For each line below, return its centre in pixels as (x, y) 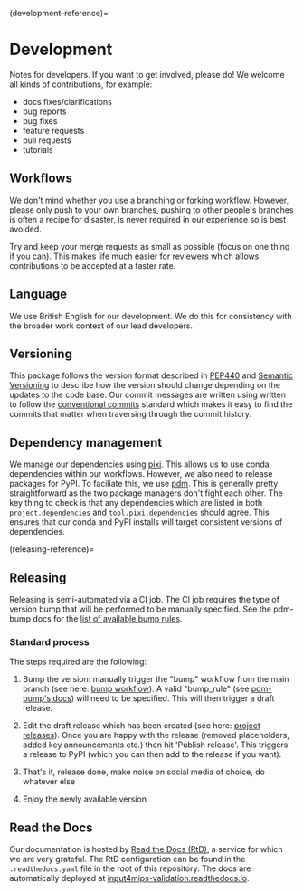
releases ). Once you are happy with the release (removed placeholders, (156, 735)
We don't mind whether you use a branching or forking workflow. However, (149, 200)
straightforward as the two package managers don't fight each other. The (146, 493)
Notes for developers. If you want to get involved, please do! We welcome (147, 74)
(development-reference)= (59, 13)
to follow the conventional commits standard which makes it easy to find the (151, 404)
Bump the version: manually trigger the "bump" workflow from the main (156, 679)
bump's (37, 698)
